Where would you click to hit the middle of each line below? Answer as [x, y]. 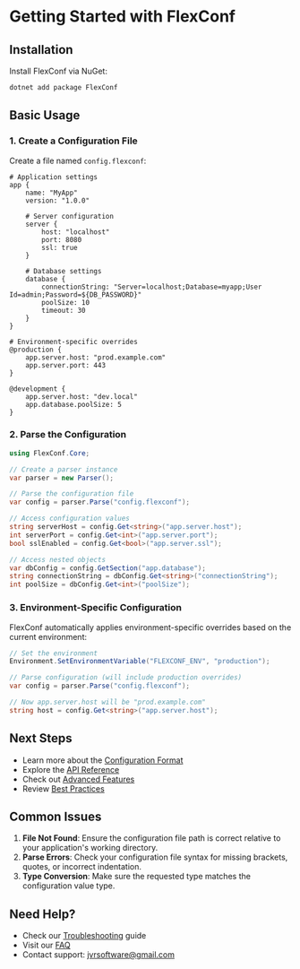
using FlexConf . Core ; [50, 453]
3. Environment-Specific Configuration [95, 608]
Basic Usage [45, 115]
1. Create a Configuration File [74, 141]
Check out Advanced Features [78, 779]
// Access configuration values [69, 519]
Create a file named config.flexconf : [78, 160]
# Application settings [54, 177]
